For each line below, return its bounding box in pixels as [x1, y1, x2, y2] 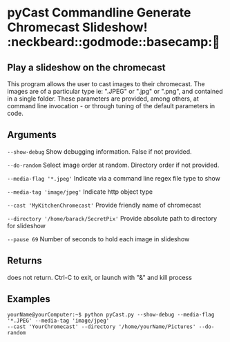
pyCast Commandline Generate [7, 5, 191, 21]
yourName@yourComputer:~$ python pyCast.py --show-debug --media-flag [7, 312, 215, 319]
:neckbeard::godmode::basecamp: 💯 [7, 34, 220, 50]
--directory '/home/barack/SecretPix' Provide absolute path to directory [7, 214, 218, 222]
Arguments [7, 129, 57, 141]
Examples [7, 293, 50, 305]
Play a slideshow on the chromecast [7, 61, 166, 73]
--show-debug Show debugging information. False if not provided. [7, 147, 192, 156]
